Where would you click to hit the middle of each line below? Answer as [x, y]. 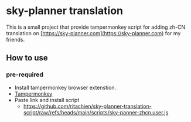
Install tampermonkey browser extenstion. [65, 87]
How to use [27, 58]
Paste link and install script [47, 100]
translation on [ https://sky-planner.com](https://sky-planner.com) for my [93, 33]
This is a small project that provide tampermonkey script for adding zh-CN [96, 27]
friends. [16, 39]
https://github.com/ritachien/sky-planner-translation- [88, 106]
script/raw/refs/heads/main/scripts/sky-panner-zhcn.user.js [96, 112]
